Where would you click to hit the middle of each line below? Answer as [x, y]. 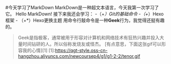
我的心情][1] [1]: [39, 50]
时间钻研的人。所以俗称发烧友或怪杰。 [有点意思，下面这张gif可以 [92, 44]
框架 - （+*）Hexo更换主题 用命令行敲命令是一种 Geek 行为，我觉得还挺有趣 [85, 20]
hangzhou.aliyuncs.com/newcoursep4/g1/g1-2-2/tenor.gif [79, 56]
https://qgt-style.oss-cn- [81, 50]
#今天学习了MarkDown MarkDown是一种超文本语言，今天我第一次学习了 [82, 7]
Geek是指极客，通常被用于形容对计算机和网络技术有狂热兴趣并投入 [89, 38]
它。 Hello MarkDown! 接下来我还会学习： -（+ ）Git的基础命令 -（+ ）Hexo [84, 14]
